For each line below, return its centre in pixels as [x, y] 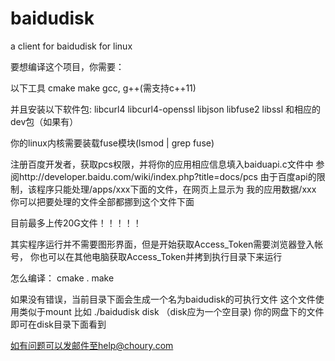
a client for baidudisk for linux [71, 46]
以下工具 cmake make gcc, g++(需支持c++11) [103, 88]
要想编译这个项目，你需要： [67, 66]
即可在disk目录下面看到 [58, 324]
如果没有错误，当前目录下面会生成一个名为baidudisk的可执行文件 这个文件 [163, 299]
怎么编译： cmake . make [62, 278]
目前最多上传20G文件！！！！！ [76, 223]
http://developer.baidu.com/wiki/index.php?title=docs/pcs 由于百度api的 [167, 176]
